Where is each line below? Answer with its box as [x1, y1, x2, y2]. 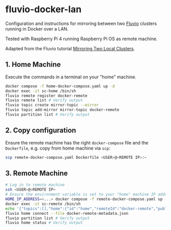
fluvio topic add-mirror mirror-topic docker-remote [5, 107, 120, 112]
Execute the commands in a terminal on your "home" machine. [5, 74, 136, 80]
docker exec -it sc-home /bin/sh [5, 88, 76, 94]
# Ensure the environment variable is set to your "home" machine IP [5, 192, 156, 197]
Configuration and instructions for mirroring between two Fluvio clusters [5, 20, 157, 26]
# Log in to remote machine [5, 182, 65, 188]
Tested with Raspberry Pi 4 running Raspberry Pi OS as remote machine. [5, 36, 158, 42]
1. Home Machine [5, 60, 61, 69]
